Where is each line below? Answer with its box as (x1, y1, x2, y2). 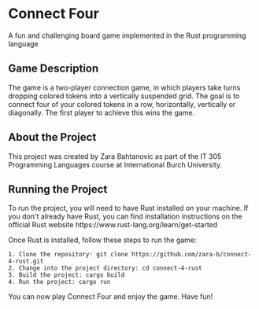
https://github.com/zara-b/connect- (131, 251, 252, 259)
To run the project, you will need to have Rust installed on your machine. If (8, 204, 249, 213)
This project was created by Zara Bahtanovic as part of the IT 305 (8, 151, 222, 161)
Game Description (8, 62, 99, 75)
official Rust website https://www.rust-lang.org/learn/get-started (8, 220, 218, 230)
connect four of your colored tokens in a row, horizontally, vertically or (8, 99, 236, 109)
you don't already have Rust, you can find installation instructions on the (8, 212, 242, 221)
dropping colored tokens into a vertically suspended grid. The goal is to (8, 91, 240, 101)
